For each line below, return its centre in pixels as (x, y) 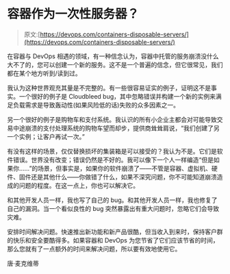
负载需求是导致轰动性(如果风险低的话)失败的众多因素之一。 (96, 105)
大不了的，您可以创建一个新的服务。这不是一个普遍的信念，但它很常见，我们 (115, 64)
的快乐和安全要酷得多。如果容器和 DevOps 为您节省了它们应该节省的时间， (113, 240)
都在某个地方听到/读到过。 (44, 73)
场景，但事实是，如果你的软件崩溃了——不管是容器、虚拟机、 (125, 168)
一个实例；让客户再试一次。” (46, 136)
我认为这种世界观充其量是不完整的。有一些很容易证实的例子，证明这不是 (109, 88)
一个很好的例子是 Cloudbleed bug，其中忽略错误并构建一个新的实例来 (117, 96)
